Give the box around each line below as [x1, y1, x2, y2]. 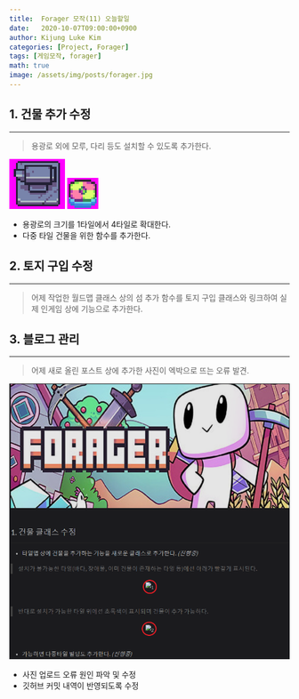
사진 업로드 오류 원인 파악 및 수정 [21, 669, 136, 679]
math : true [9, 61, 50, 70]
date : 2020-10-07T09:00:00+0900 [9, 23, 138, 33]
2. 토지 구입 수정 [9, 259, 93, 274]
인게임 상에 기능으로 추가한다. [40, 303, 143, 314]
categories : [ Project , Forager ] [9, 43, 129, 52]
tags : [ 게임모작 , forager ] [9, 52, 102, 61]
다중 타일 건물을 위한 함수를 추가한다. [21, 229, 151, 240]
